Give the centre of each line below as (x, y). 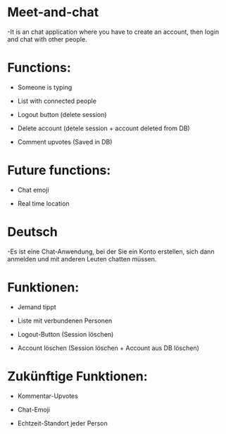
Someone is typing (45, 87)
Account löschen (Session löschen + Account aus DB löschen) (108, 348)
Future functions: (59, 170)
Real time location (43, 203)
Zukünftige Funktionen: (77, 376)
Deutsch (32, 232)
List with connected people (57, 101)
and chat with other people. (47, 39)
